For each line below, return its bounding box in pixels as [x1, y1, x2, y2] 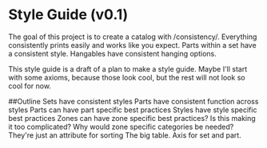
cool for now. [8, 81, 52, 91]
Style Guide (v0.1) [8, 6, 129, 24]
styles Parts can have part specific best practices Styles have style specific [8, 105, 257, 115]
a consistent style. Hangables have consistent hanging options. [8, 49, 217, 58]
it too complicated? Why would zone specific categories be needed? [8, 122, 234, 131]
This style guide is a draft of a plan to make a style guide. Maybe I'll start [8, 64, 248, 73]
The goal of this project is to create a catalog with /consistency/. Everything [8, 32, 257, 41]
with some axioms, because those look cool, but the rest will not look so [8, 72, 245, 82]
